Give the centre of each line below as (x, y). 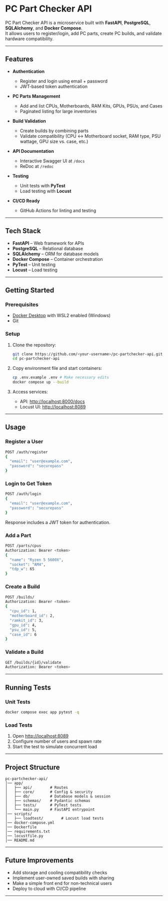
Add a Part (18, 535)
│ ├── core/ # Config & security (49, 792)
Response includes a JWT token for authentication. (58, 522)
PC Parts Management (36, 96)
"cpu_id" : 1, (23, 611)
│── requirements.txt (28, 831)
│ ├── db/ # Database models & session (58, 796)
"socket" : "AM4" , (28, 564)
